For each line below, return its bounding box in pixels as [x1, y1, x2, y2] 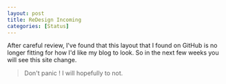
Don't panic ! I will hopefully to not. [23, 69, 123, 77]
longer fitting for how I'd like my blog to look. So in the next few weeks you [7, 48, 219, 57]
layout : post [7, 10, 45, 17]
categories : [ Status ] [7, 23, 70, 29]
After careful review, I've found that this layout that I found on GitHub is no [7, 42, 218, 50]
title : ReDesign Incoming [7, 16, 81, 23]
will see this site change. [7, 56, 77, 64]
